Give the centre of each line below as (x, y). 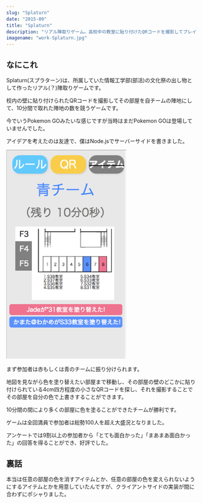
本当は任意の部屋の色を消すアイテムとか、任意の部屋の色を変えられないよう (101, 479)
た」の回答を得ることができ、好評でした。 (59, 443)
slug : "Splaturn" (28, 13)
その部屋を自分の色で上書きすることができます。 (67, 397)
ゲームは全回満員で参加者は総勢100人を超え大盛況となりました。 (87, 422)
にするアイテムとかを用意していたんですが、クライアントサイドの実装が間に (100, 487)
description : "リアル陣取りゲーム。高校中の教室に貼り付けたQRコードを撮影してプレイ (102, 32)
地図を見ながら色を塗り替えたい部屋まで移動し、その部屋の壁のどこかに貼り (101, 382)
